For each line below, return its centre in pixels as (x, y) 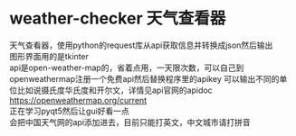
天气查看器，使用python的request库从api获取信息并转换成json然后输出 (141, 45)
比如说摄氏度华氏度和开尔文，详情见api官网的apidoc (115, 90)
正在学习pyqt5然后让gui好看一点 (69, 111)
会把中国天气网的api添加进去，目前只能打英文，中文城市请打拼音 (130, 122)
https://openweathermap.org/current (78, 100)
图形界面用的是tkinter (49, 56)
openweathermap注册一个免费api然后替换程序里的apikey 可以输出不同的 (144, 78)
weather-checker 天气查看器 (118, 18)
